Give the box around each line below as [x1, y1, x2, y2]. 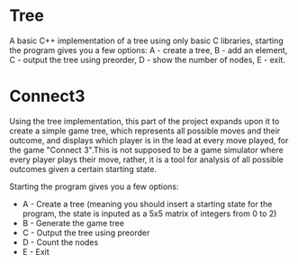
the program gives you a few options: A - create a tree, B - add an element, [9, 44, 288, 55]
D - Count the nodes [22, 236, 99, 248]
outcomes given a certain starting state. [9, 163, 158, 174]
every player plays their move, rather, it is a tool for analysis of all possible [9, 154, 284, 165]
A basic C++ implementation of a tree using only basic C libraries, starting [9, 35, 284, 46]
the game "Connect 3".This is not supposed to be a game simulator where [9, 144, 284, 155]
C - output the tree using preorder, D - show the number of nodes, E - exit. [9, 54, 285, 65]
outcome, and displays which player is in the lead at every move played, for [9, 134, 289, 145]
